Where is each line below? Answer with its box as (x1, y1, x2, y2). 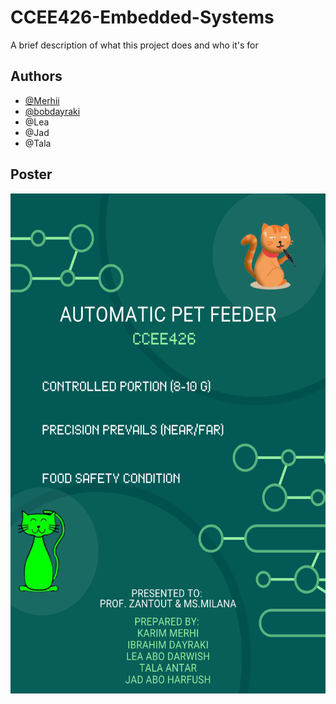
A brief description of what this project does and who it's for (10, 39, 259, 51)
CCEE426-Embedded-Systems (10, 6, 275, 29)
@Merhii (24, 94, 60, 106)
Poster (10, 166, 53, 183)
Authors (10, 68, 63, 85)
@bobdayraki (24, 105, 81, 117)
